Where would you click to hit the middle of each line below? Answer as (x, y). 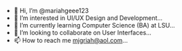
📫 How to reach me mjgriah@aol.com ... (71, 40)
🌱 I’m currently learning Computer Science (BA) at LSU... (94, 25)
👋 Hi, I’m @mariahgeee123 (51, 11)
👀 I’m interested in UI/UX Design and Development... (88, 18)
